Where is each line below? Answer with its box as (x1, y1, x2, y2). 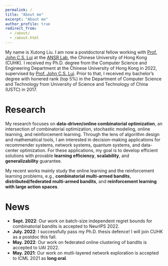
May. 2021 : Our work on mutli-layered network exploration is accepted (12, 249, 159, 256)
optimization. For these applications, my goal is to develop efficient (20, 147, 158, 153)
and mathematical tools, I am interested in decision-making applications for (5, 137, 160, 143)
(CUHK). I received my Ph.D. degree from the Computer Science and (5, 60, 147, 66)
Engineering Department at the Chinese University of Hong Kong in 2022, (5, 65, 157, 71)
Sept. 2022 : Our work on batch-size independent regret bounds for (12, 218, 152, 224)
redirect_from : (5, 26, 37, 31)
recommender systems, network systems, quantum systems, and (5, 142, 140, 148)
